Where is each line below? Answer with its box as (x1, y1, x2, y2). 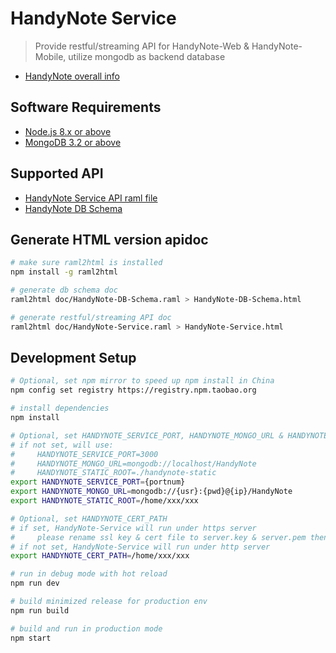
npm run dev (10, 578, 60, 589)
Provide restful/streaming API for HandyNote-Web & (34, 40, 250, 52)
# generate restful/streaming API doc (10, 312, 172, 322)
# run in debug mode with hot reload (10, 569, 168, 579)
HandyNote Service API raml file (24, 192, 158, 204)
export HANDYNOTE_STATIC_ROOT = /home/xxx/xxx (10, 496, 199, 506)
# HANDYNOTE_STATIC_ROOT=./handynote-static (10, 468, 217, 478)
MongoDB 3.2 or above (24, 136, 122, 148)
